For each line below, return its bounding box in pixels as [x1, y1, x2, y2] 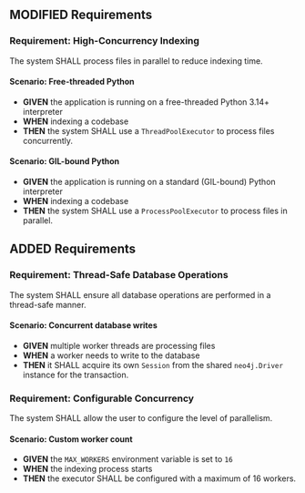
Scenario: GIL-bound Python [9, 156, 120, 167]
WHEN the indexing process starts [22, 464, 153, 475]
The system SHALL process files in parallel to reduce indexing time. [9, 55, 263, 67]
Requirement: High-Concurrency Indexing [9, 35, 200, 47]
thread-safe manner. [9, 299, 86, 310]
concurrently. [22, 135, 74, 146]
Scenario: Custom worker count [9, 433, 134, 445]
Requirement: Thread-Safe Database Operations [9, 269, 229, 282]
